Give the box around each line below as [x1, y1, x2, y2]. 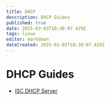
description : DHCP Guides [6, 14, 70, 20]
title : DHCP [6, 8, 36, 15]
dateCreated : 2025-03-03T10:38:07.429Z [6, 42, 105, 48]
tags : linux [6, 31, 36, 37]
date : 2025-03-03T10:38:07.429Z [6, 25, 86, 32]
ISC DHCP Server [14, 87, 58, 94]
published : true [6, 20, 46, 26]
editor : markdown [6, 36, 49, 42]
